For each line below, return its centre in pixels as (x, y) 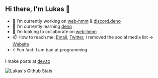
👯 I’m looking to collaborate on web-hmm (54, 31)
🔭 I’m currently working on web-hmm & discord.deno (66, 21)
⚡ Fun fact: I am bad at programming (50, 49)
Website (21, 44)
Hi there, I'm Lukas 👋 (38, 9)
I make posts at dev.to (28, 61)
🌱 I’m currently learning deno (42, 26)
